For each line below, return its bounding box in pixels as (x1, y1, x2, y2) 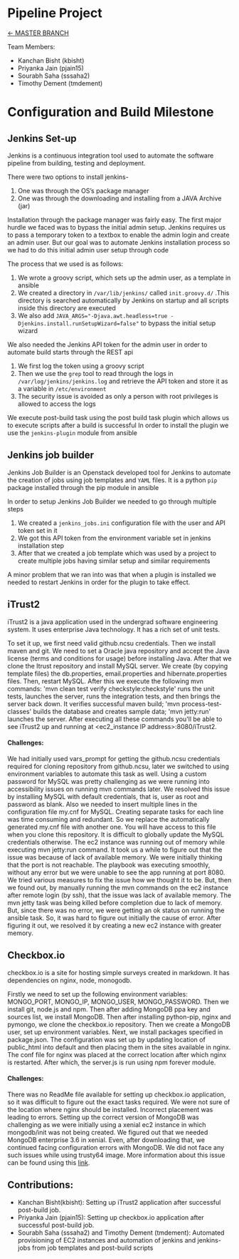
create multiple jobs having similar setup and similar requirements (17, 556, 211, 565)
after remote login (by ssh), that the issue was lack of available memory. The (7, 890, 232, 899)
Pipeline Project (7, 5, 103, 21)
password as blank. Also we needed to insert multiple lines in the (7, 800, 198, 808)
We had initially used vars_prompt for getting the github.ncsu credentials (7, 754, 221, 763)
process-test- (181, 699, 222, 708)
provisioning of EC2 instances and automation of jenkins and (17, 1235, 196, 1244)
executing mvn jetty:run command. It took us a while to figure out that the (7, 845, 223, 854)
